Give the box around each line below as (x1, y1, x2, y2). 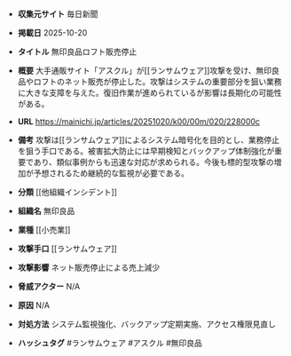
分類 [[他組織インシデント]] (17, 186, 118, 197)
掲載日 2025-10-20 (17, 28, 88, 38)
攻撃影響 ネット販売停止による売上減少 (17, 262, 161, 273)
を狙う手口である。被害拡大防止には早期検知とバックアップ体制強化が (17, 146, 275, 156)
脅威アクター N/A (17, 281, 81, 291)
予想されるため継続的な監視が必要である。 (33, 168, 189, 178)
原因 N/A (17, 300, 51, 310)
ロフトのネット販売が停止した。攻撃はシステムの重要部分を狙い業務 (33, 76, 282, 87)
